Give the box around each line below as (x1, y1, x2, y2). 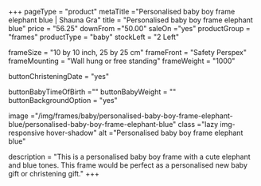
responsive (8, 128, 45, 137)
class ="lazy (177, 120, 219, 129)
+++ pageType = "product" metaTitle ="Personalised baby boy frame (8, 7, 236, 16)
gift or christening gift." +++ (8, 169, 99, 178)
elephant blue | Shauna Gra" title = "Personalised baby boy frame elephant (8, 15, 253, 25)
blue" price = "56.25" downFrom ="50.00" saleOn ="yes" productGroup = (8, 24, 251, 33)
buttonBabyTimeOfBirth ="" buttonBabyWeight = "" (8, 87, 177, 97)
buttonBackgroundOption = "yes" (8, 96, 118, 105)
